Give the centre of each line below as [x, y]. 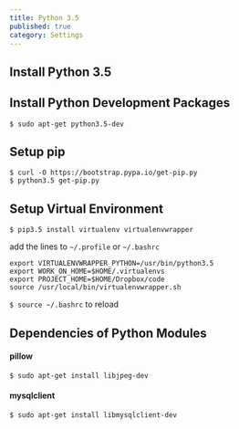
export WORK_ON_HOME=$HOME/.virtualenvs [88, 272]
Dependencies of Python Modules [108, 333]
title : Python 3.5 [44, 18]
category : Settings [47, 35]
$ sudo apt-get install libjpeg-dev [79, 375]
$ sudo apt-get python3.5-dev [67, 124]
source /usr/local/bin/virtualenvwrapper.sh [95, 288]
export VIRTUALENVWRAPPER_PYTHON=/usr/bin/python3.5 [112, 264]
